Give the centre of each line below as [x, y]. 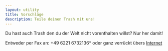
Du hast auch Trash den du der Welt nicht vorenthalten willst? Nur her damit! [84, 33]
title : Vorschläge [24, 14]
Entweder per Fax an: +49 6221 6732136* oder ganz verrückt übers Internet [84, 43]
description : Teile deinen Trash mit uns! [50, 19]
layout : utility [22, 10]
